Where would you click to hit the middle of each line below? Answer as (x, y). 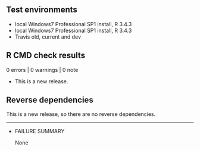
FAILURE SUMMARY (40, 131)
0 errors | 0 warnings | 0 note (42, 70)
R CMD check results (46, 56)
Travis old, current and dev (48, 37)
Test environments (42, 10)
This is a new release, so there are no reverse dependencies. (81, 114)
